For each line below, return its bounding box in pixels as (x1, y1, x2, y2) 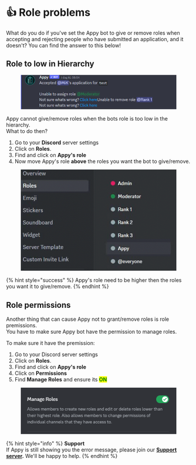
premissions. (6, 321, 37, 328)
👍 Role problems (6, 6, 91, 19)
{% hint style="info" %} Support (6, 440, 85, 447)
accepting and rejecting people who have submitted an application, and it (6, 35, 184, 42)
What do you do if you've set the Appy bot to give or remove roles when (6, 29, 180, 36)
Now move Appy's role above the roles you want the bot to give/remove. (14, 158, 191, 165)
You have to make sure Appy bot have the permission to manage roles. (6, 328, 177, 335)
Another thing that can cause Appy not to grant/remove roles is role (6, 315, 170, 323)
